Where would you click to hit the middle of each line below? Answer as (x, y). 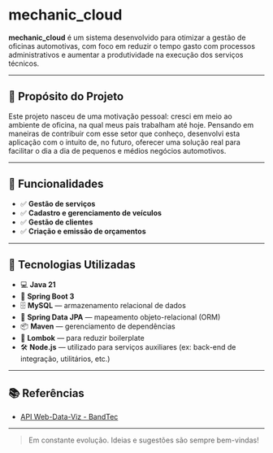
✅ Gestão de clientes (56, 222)
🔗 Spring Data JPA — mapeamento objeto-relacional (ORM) (120, 317)
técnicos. (24, 63)
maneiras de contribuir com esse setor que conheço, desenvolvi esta (124, 133)
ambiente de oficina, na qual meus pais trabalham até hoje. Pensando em (131, 124)
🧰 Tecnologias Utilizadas (72, 265)
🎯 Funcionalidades (56, 184)
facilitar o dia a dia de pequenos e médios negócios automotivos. (117, 150)
